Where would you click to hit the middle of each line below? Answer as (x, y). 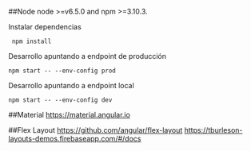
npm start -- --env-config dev (60, 100)
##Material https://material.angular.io (69, 115)
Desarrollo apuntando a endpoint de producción (87, 56)
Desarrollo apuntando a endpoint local (71, 85)
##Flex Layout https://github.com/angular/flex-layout (96, 130)
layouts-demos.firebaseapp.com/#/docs (75, 139)
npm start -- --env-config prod (62, 71)
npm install (32, 41)
